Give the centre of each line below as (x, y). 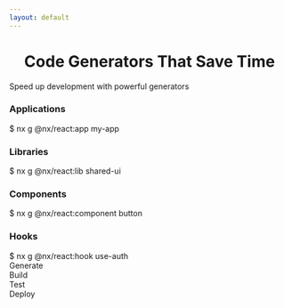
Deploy (22, 294)
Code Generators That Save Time (150, 61)
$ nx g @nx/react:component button (76, 214)
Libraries (29, 151)
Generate (26, 265)
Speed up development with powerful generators (99, 86)
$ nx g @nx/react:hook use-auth (69, 255)
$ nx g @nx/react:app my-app (65, 128)
